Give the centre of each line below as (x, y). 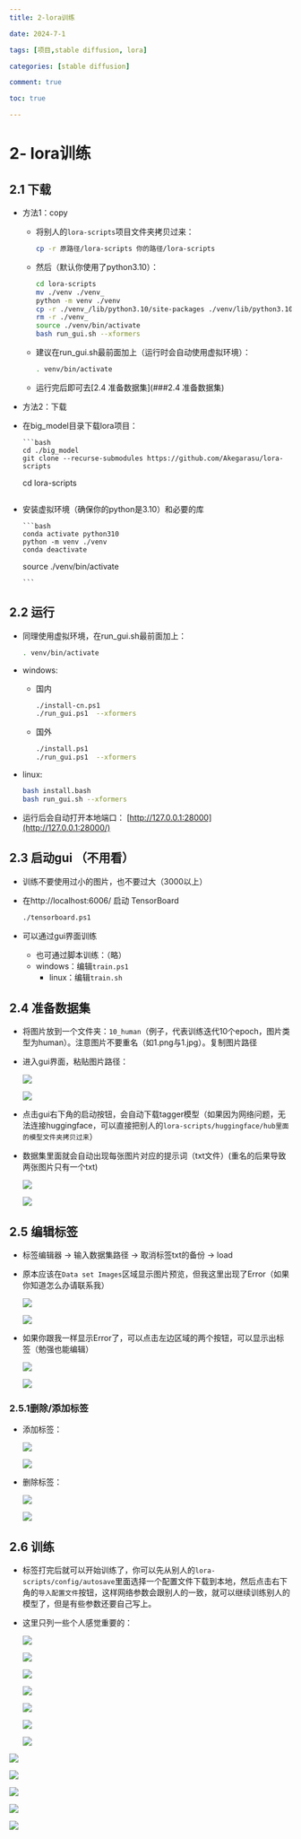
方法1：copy (45, 213)
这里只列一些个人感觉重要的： (77, 1623)
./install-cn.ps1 (68, 705)
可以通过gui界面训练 (60, 936)
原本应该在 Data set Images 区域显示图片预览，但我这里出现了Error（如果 (155, 1274)
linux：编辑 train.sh (86, 977)
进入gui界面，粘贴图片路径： (75, 1062)
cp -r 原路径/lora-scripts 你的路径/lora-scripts (125, 248)
